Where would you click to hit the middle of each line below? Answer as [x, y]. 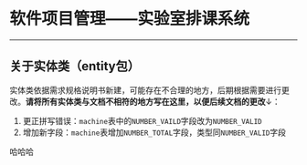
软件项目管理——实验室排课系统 [130, 19]
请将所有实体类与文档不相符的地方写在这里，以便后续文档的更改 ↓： [153, 101]
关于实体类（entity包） [74, 66]
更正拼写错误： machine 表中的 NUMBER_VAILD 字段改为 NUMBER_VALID [142, 120]
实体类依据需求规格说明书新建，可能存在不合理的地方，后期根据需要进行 [145, 90]
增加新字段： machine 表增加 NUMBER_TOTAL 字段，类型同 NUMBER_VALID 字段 [154, 132]
